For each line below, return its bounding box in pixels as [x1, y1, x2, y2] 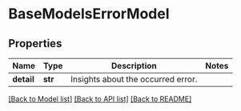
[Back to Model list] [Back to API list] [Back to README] [8, 94, 192, 104]
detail [12, 73, 34, 85]
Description [110, 61, 158, 71]
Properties [8, 37, 62, 50]
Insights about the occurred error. [70, 73, 198, 85]
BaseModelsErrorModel [8, 5, 170, 23]
